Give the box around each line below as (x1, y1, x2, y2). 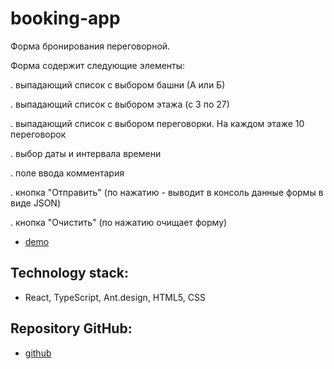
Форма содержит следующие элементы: (10, 59, 186, 71)
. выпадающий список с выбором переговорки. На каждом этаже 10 (10, 117, 305, 129)
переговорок (10, 128, 67, 140)
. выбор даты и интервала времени (10, 147, 162, 159)
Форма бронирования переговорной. (10, 40, 171, 52)
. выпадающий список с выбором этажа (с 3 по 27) (10, 98, 230, 110)
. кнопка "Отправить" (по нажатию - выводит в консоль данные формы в (10, 186, 324, 198)
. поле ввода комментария (10, 167, 125, 179)
